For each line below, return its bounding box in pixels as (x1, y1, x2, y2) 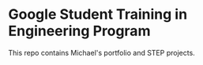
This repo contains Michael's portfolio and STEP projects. (8, 48, 195, 57)
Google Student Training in (8, 5, 188, 23)
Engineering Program (8, 22, 151, 40)
